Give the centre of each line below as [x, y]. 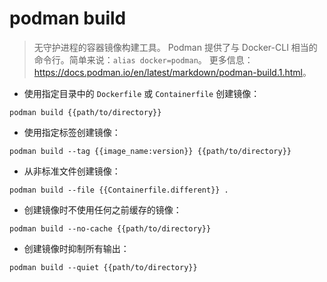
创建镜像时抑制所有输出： [76, 248]
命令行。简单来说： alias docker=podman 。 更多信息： [143, 59]
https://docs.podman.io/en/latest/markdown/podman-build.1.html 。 [172, 72]
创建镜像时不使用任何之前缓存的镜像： [102, 209]
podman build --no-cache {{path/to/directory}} [110, 228]
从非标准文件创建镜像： [72, 171]
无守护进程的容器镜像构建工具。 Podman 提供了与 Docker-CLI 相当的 [175, 47]
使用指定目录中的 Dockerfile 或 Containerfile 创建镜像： [142, 93]
